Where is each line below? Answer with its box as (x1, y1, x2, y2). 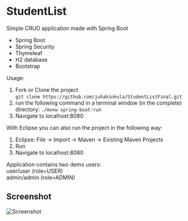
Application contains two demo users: (6, 160, 102, 168)
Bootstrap (15, 62, 40, 70)
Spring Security (15, 43, 55, 50)
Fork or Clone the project (15, 86, 79, 93)
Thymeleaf (15, 49, 43, 56)
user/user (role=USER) (6, 167, 63, 174)
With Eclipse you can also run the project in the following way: (6, 124, 163, 131)
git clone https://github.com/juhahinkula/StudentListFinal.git (15, 94, 183, 100)
